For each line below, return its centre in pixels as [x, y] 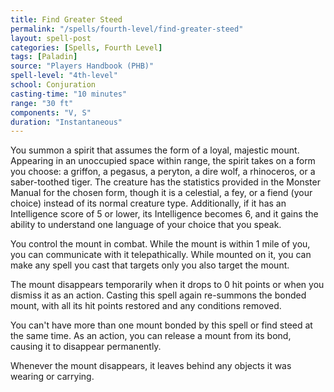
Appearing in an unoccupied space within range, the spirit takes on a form [163, 161]
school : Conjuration [53, 85]
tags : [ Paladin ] [44, 57]
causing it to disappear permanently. [86, 347]
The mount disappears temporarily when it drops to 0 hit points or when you [167, 285]
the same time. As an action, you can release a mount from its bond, [151, 336]
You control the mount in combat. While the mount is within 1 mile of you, [160, 244]
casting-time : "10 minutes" [69, 94]
